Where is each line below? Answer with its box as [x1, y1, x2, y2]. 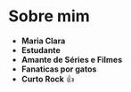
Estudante [20, 44, 61, 55]
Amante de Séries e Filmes [20, 54, 122, 65]
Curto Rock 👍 [20, 73, 75, 84]
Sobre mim [8, 6, 90, 27]
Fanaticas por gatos [20, 64, 97, 74]
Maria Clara [20, 35, 66, 46]
